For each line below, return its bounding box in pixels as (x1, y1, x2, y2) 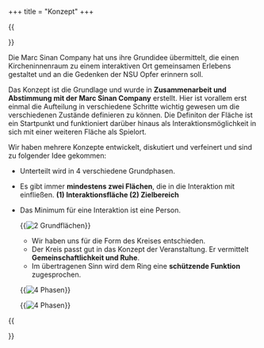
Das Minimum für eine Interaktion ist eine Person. (19, 205, 181, 215)
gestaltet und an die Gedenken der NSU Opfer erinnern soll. (8, 70, 204, 78)
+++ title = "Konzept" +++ (8, 7, 94, 16)
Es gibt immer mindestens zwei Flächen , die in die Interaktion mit (19, 182, 235, 191)
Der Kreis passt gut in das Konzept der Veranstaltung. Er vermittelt (31, 245, 249, 254)
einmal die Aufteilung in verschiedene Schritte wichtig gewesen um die (8, 102, 240, 111)
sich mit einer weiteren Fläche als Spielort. (8, 127, 147, 136)
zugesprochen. (31, 270, 82, 279)
